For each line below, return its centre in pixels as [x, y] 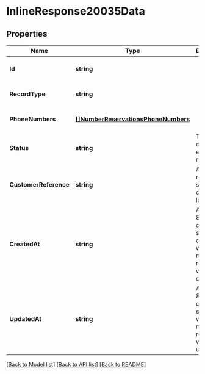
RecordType [27, 94]
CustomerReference [40, 185]
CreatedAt [25, 244]
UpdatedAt [25, 319]
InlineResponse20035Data [76, 11]
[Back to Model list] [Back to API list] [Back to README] [76, 365]
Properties [27, 34]
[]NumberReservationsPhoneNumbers [133, 119]
